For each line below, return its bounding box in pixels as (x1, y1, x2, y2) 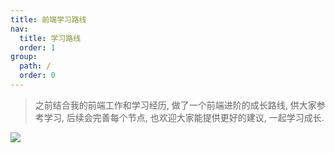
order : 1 (19, 42, 56, 53)
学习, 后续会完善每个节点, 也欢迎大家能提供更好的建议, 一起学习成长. (43, 111, 325, 123)
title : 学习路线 (19, 33, 82, 43)
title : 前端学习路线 (10, 14, 87, 25)
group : (10, 52, 38, 62)
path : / (19, 61, 52, 71)
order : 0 (19, 71, 56, 81)
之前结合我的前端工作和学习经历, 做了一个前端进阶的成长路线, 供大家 (34, 99, 317, 111)
